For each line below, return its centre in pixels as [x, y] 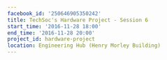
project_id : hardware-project [51, 39]
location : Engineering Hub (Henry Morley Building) [84, 46]
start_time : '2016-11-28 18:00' [54, 26]
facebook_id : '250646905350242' [54, 13]
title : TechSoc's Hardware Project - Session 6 [78, 20]
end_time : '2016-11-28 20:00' [51, 33]
